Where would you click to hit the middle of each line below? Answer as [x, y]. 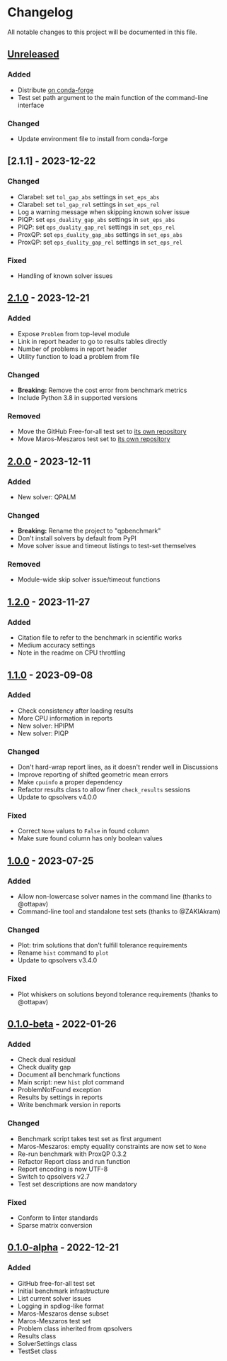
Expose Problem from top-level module [74, 333]
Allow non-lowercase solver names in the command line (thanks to [115, 896]
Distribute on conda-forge [56, 90]
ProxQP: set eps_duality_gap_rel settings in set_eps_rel [100, 242]
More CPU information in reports [65, 718]
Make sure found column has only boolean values [90, 838]
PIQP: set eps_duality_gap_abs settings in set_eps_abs [96, 219]
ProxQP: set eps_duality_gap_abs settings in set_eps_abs [100, 234]
